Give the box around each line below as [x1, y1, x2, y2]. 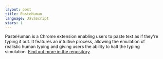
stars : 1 [5, 20, 23, 25]
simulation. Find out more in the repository [5, 49, 90, 55]
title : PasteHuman [5, 12, 42, 16]
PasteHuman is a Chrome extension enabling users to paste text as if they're [5, 34, 159, 39]
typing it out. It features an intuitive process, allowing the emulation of [5, 39, 145, 45]
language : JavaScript [5, 16, 49, 21]
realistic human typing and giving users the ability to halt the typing [5, 44, 140, 49]
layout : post [5, 7, 32, 12]
